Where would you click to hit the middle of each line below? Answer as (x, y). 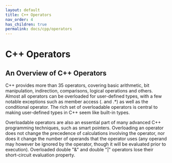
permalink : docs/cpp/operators (39, 29)
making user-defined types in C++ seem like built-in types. (68, 112)
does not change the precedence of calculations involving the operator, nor (85, 133)
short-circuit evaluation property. (40, 155)
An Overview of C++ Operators (56, 73)
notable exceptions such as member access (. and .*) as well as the (77, 102)
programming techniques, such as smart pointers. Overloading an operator (84, 128)
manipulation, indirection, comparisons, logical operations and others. (79, 91)
